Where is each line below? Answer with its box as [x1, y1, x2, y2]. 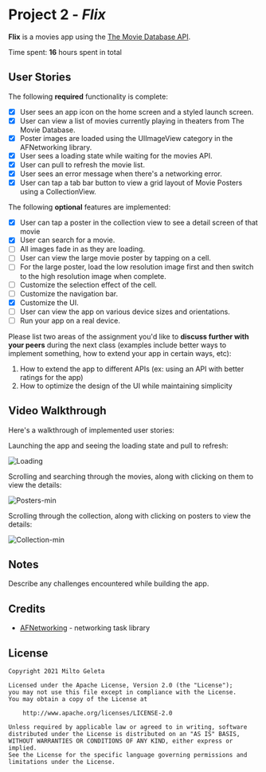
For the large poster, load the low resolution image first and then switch [19, 262, 254, 272]
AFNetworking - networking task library [19, 623, 151, 633]
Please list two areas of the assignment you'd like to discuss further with [8, 331, 249, 341]
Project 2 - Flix [8, 6, 106, 24]
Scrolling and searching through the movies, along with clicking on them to [8, 472, 253, 481]
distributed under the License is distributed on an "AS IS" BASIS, [8, 731, 241, 739]
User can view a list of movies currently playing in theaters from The [19, 116, 244, 125]
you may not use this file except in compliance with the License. [8, 688, 237, 696]
